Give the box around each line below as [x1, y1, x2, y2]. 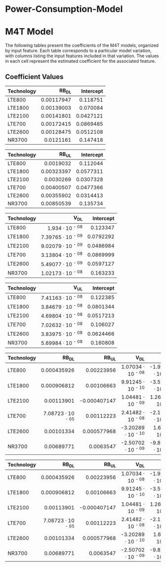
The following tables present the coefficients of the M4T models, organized [5, 42, 159, 48]
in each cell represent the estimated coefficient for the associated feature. [5, 58, 156, 64]
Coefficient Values [5, 73, 64, 81]
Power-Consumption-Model [5, 3, 123, 15]
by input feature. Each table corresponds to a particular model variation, [5, 48, 152, 54]
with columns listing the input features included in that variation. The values [5, 53, 159, 59]
